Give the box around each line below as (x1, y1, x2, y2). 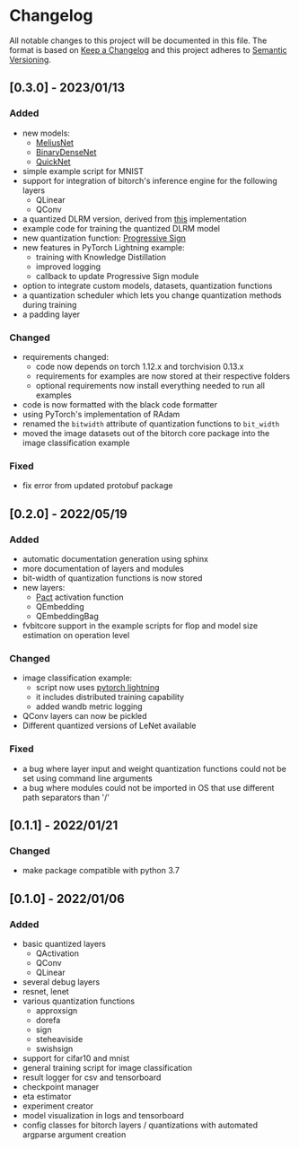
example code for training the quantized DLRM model (22, 223, 220, 233)
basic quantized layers (22, 938, 106, 949)
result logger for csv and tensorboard (22, 1072, 162, 1083)
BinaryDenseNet (35, 146, 97, 157)
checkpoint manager (22, 1081, 100, 1092)
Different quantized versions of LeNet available (22, 720, 197, 732)
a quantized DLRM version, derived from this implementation (22, 213, 247, 224)
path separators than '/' (22, 792, 110, 803)
